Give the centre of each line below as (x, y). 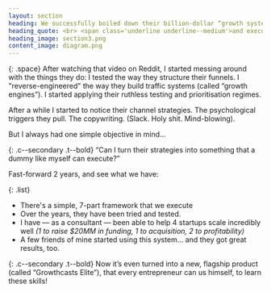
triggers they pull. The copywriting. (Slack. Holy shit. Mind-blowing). (122, 119)
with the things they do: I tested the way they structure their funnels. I (124, 77)
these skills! (28, 281)
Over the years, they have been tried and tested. (100, 214)
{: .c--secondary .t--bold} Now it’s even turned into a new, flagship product (133, 264)
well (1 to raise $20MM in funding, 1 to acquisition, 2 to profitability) (132, 232)
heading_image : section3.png (57, 38)
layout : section (35, 16)
